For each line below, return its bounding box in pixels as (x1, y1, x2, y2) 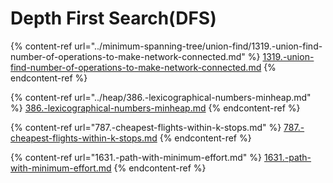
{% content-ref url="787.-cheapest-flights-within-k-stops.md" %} (10, 121, 282, 133)
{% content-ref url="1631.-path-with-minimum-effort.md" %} (10, 151, 263, 163)
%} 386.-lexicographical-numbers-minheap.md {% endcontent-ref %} (10, 102, 301, 114)
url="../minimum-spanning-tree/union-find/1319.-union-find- (74, 40, 323, 52)
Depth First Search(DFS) (10, 7, 217, 30)
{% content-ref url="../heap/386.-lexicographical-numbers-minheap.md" (10, 91, 312, 103)
